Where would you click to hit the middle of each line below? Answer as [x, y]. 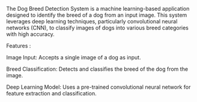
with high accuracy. [31, 34]
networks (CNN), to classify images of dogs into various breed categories [98, 28]
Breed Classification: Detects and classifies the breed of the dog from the [97, 69]
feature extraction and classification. [52, 93]
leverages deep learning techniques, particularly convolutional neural [92, 21]
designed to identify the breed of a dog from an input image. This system [97, 15]
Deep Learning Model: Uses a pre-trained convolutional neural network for [98, 87]
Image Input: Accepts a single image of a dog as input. [74, 57]
